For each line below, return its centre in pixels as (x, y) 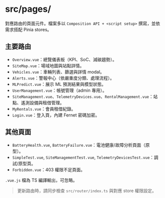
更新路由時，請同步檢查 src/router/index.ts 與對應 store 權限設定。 (87, 191)
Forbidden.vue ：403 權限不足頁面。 (49, 169)
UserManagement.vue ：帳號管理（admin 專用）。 (59, 90)
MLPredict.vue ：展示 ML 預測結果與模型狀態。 (59, 84)
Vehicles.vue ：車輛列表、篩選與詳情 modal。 (58, 72)
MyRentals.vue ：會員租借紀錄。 (44, 109)
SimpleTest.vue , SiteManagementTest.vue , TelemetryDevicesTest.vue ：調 (85, 157)
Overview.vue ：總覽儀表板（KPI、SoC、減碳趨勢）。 (65, 59)
